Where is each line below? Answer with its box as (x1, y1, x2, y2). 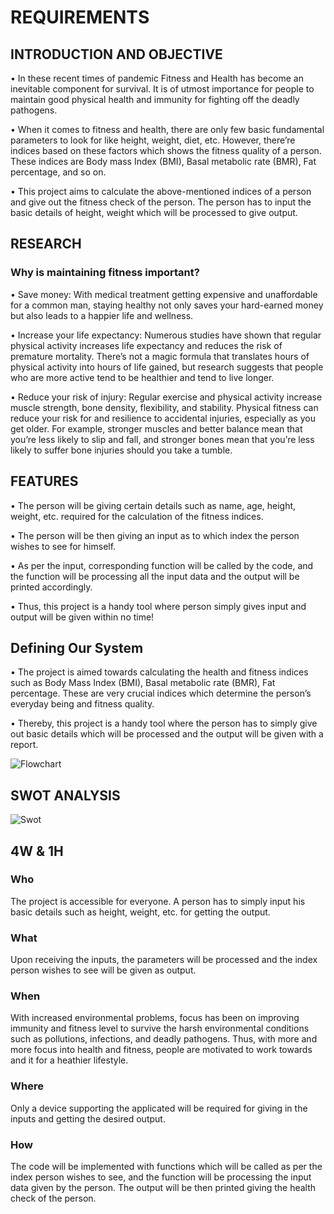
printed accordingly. (10, 581, 93, 593)
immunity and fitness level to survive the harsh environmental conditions (10, 1022, 310, 1035)
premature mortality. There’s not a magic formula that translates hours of (10, 350, 310, 362)
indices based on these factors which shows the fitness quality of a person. (10, 145, 322, 156)
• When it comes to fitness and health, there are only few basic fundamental (10, 124, 325, 135)
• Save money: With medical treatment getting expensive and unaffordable (10, 288, 318, 300)
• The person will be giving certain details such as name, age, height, (10, 499, 297, 511)
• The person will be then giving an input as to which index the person (10, 529, 300, 541)
